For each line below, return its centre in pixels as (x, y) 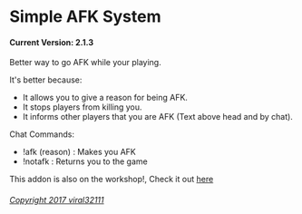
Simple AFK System (85, 17)
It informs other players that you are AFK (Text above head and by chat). (157, 117)
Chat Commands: (42, 134)
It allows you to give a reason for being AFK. (105, 98)
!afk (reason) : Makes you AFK (79, 152)
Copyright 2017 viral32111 (57, 199)
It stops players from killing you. (82, 107)
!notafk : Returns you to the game (85, 161)
